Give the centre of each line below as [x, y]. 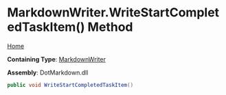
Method [110, 27]
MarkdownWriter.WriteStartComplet [113, 13]
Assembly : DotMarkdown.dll [48, 72]
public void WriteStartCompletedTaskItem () [70, 85]
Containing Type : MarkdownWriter [57, 59]
